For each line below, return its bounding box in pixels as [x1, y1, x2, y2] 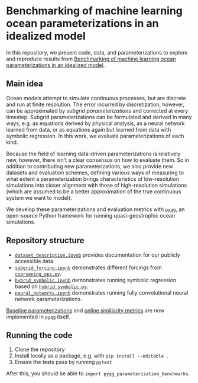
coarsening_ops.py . [14, 270, 62, 277]
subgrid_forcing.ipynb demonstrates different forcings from [14, 264, 162, 271]
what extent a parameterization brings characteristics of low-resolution [6, 175, 179, 182]
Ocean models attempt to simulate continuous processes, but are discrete [6, 94, 186, 101]
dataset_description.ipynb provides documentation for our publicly [14, 251, 180, 258]
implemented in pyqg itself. [6, 313, 70, 320]
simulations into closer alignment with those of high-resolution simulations [6, 181, 187, 189]
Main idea [6, 79, 43, 89]
